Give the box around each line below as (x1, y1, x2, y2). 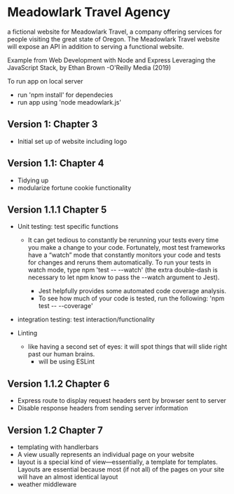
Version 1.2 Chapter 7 (7, 424, 103, 436)
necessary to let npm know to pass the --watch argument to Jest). (27, 273, 220, 281)
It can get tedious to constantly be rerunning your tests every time (27, 236, 219, 244)
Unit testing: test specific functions (17, 222, 119, 231)
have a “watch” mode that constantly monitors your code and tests (27, 251, 221, 260)
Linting (17, 329, 38, 338)
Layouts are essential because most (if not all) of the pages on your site (17, 465, 225, 474)
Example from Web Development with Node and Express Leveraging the (7, 55, 216, 64)
